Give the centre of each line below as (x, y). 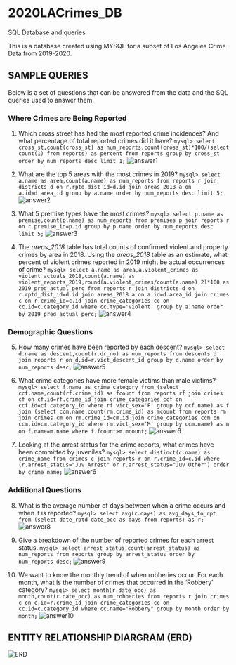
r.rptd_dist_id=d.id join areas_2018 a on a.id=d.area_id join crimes (124, 295)
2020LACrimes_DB (65, 13)
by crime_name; (40, 473)
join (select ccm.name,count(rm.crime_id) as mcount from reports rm (122, 412)
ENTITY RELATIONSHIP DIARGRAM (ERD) (100, 638)
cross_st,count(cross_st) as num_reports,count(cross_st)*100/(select (124, 148)
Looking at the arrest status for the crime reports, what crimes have (116, 445)
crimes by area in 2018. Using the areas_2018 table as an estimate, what (123, 255)
